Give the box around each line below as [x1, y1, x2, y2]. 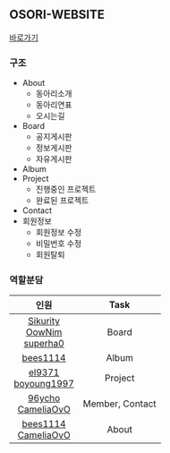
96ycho [27, 392, 61, 405]
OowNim [25, 326, 63, 338]
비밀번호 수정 [35, 238, 82, 249]
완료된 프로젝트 [35, 195, 89, 206]
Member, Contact [82, 397, 157, 410]
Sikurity [28, 315, 61, 328]
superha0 [23, 338, 64, 350]
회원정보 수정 [35, 227, 82, 238]
